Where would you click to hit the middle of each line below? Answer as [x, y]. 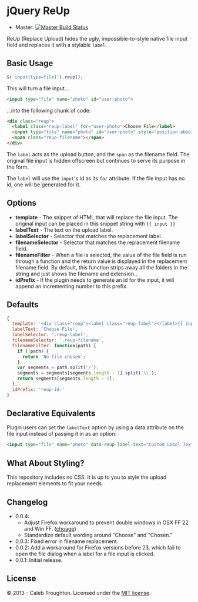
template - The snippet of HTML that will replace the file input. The [96, 217]
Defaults [23, 305]
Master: [24, 27]
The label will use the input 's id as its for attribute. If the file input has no [96, 178]
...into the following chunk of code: [49, 110]
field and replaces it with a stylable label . [57, 45]
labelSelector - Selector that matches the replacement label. [89, 236]
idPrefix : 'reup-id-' [38, 389]
